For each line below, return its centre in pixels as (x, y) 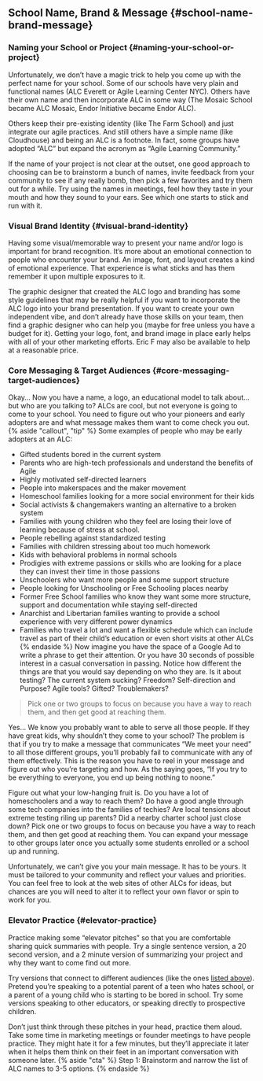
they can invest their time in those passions (89, 572)
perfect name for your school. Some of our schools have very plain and (123, 83)
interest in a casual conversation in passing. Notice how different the (130, 663)
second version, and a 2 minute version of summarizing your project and (126, 954)
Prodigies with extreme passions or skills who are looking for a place (130, 563)
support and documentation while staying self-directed (108, 605)
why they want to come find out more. (69, 962)
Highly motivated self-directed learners (83, 480)
